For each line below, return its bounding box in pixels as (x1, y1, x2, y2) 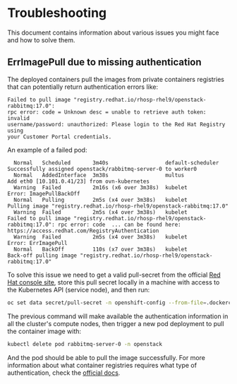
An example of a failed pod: (7, 145, 87, 154)
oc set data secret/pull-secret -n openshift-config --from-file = (7, 299, 207, 306)
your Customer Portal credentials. (7, 133, 112, 140)
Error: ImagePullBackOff (7, 190, 80, 197)
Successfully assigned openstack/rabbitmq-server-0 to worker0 (7, 165, 197, 172)
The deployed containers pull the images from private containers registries (7, 75, 224, 83)
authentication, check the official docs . (7, 368, 121, 377)
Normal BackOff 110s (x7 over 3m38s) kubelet (13, 246, 188, 253)
